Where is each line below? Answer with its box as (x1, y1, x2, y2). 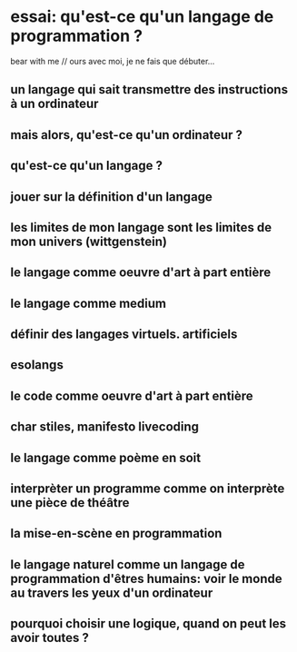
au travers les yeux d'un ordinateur (10, 585, 213, 600)
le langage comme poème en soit (10, 449, 202, 465)
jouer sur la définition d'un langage (10, 189, 213, 204)
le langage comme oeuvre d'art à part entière (10, 265, 272, 281)
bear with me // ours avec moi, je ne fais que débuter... (10, 55, 215, 66)
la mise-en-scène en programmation (10, 526, 223, 541)
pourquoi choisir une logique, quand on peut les (10, 616, 287, 632)
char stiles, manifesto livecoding (10, 420, 199, 435)
